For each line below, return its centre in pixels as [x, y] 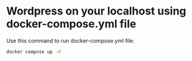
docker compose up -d [34, 52]
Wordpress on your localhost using [96, 11]
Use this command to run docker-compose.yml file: [71, 40]
